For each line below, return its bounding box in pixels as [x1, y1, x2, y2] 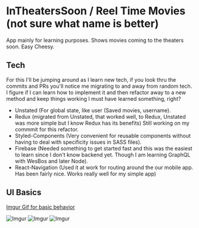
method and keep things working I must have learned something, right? [6, 95, 181, 102]
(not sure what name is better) [6, 17, 159, 30]
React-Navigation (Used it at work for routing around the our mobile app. [14, 164, 194, 171]
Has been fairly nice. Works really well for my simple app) [14, 170, 157, 177]
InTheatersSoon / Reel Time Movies [6, 4, 186, 18]
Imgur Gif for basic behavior [6, 203, 76, 210]
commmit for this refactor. [14, 125, 79, 133]
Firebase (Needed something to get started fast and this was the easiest [14, 144, 192, 152]
